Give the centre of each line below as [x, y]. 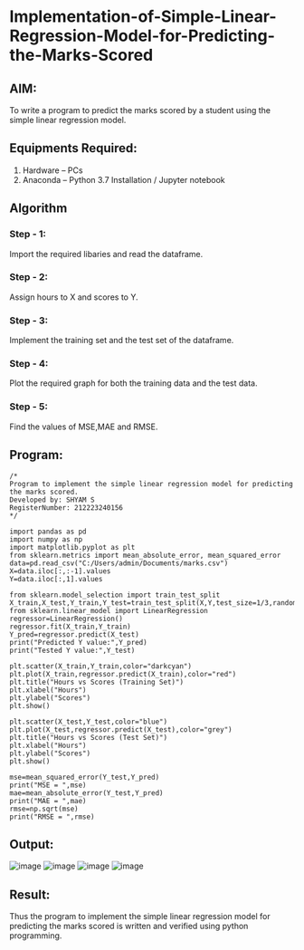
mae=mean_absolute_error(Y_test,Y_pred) [87, 793]
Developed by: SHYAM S [52, 500]
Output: [32, 844]
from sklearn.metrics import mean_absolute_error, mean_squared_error [145, 555]
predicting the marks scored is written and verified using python [129, 926]
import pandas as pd [48, 532]
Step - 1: [28, 235]
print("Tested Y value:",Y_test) [72, 650]
